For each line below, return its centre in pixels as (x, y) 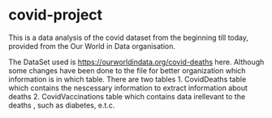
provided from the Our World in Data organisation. (92, 46)
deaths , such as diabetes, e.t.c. (62, 105)
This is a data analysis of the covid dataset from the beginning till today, (129, 37)
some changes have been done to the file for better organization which (127, 70)
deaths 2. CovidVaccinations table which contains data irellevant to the (127, 96)
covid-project (56, 15)
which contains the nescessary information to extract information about (128, 88)
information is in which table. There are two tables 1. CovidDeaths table (127, 79)
